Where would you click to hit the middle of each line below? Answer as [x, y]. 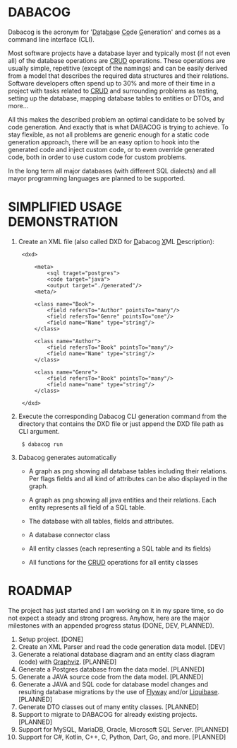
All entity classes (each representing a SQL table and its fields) [120, 548]
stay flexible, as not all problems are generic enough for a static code [109, 134]
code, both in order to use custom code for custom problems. [98, 157]
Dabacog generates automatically [67, 457]
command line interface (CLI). [51, 39]
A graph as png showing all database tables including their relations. [128, 471]
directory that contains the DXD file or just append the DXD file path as [121, 424]
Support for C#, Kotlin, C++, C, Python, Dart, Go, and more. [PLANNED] [122, 737]
